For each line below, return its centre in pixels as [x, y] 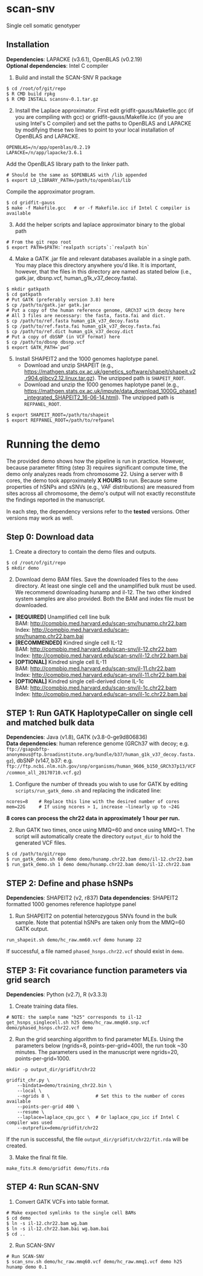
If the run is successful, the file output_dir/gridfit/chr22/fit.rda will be [98, 1139]
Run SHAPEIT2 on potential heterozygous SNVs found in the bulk [96, 916]
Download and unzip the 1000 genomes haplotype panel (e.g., [101, 384]
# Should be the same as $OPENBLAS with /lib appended [77, 175]
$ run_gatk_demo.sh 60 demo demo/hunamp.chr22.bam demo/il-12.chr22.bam [100, 859]
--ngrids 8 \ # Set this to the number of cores [101, 1096]
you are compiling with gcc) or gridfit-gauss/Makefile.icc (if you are [99, 116]
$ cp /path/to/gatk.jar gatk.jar [48, 305]
